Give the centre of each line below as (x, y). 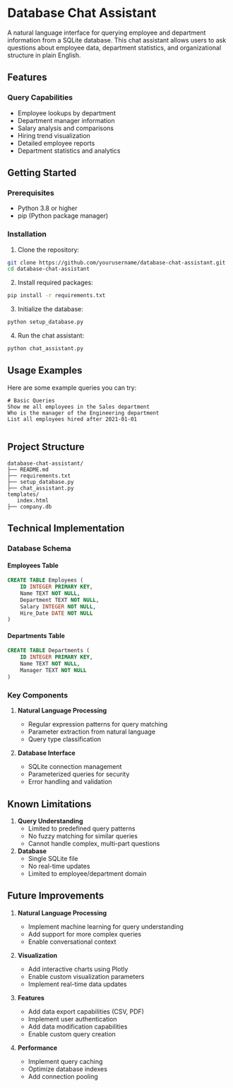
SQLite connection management (75, 767)
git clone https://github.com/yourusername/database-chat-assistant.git (116, 262)
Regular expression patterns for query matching (98, 724)
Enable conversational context (72, 942)
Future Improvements (56, 896)
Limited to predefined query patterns (82, 828)
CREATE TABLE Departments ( (49, 651)
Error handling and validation (70, 782)
